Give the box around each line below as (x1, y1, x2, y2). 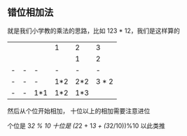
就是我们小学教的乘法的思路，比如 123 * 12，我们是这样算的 (7, 27, 180, 35)
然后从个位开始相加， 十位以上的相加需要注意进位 (7, 107, 151, 115)
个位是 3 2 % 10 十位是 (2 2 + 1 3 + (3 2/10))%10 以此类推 (7, 121, 166, 130)
